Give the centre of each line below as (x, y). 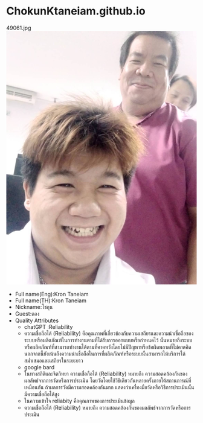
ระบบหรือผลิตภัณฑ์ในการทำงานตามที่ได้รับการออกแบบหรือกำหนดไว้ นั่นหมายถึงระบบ (108, 340)
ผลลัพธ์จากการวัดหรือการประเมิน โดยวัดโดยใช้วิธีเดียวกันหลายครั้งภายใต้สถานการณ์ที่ (108, 380)
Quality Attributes (37, 320)
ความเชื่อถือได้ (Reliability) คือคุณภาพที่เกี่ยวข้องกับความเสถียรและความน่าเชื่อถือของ (109, 333)
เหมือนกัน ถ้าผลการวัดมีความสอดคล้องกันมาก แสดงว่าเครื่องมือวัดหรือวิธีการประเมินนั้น (109, 387)
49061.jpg (19, 28)
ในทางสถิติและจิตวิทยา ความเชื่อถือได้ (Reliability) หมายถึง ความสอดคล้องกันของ (106, 374)
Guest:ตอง (27, 313)
